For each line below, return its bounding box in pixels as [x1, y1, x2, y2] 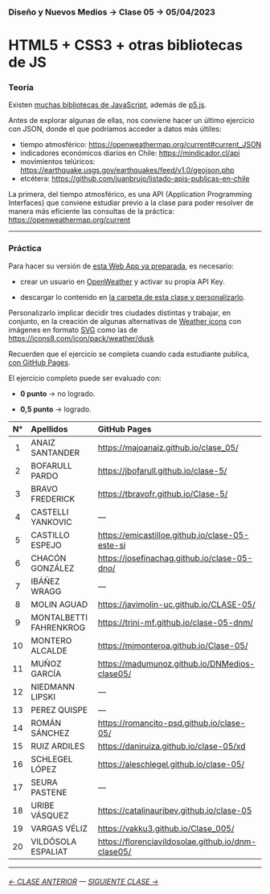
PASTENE [31, 786, 67, 798]
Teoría [8, 82, 35, 93]
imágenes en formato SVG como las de [8, 325, 138, 334]
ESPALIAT [31, 846, 68, 857]
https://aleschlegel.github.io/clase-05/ [97, 758, 245, 769]
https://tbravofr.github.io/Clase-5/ [97, 488, 228, 499]
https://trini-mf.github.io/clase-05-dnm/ [97, 617, 253, 628]
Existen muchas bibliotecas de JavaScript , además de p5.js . [8, 100, 207, 110]
